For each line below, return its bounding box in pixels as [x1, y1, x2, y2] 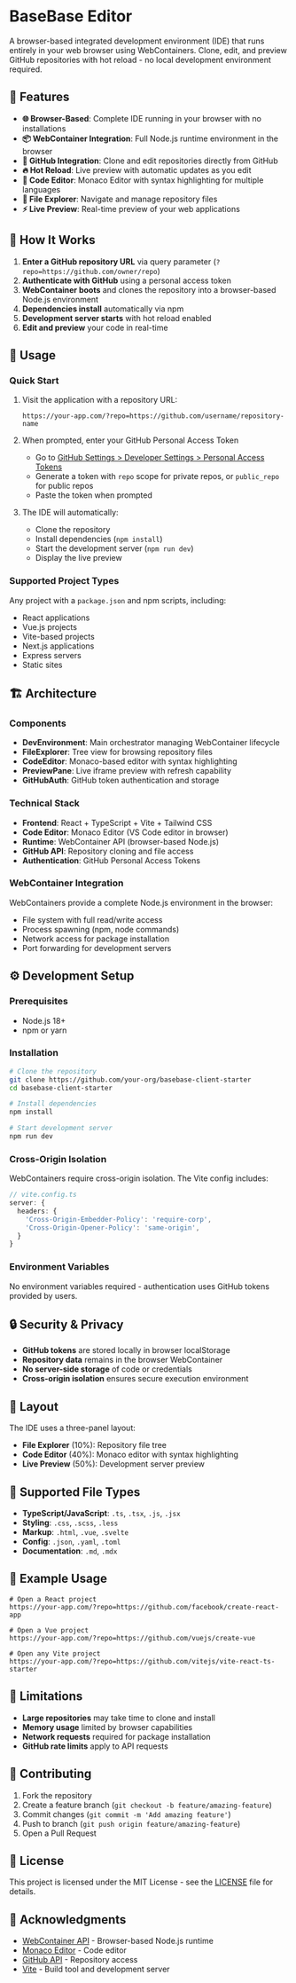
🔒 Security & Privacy [9, 1318, 124, 1333]
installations [21, 122, 66, 134]
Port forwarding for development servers [21, 942, 172, 953]
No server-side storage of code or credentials [21, 1364, 192, 1374]
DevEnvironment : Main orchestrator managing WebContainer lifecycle [21, 737, 281, 748]
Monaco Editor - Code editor [21, 1945, 127, 1955]
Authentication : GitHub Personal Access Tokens [21, 854, 201, 866]
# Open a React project [9, 1594, 97, 1603]
